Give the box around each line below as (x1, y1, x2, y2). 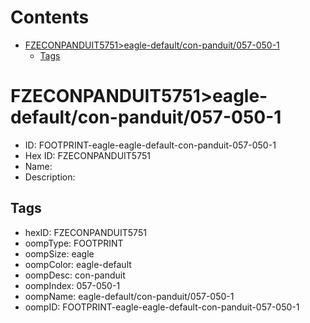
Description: (24, 171, 76, 183)
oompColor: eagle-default (24, 258, 132, 270)
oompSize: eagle (24, 247, 95, 260)
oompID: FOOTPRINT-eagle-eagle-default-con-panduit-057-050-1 (24, 301, 300, 313)
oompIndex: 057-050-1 (24, 279, 121, 291)
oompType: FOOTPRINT (24, 237, 124, 249)
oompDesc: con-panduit (24, 269, 126, 281)
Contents (10, 6, 90, 29)
